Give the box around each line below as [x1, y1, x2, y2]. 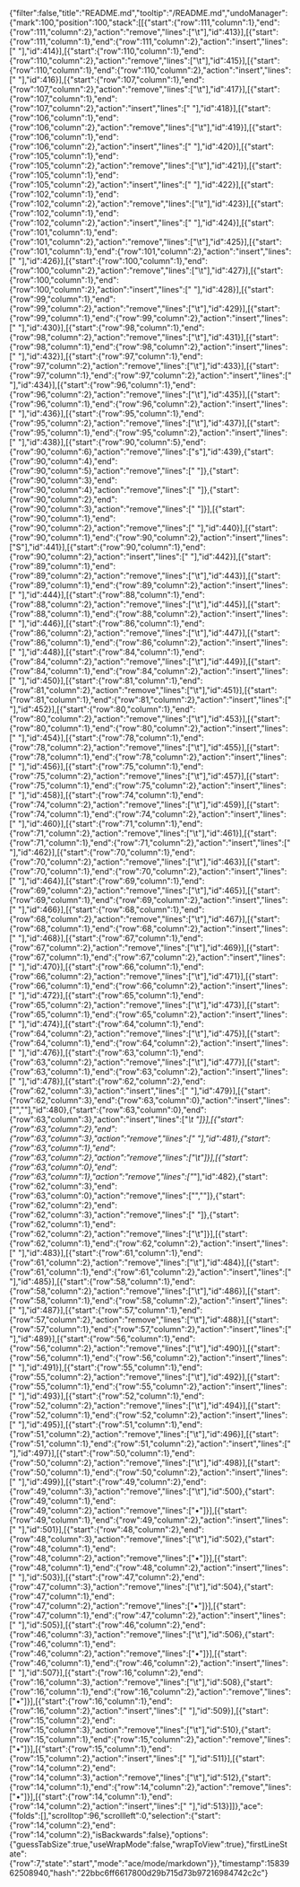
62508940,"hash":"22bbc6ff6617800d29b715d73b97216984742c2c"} [9, 1867, 269, 1878]
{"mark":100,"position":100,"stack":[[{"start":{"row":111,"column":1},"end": [9, 17, 280, 28]
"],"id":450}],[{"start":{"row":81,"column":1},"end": [17, 675, 203, 686]
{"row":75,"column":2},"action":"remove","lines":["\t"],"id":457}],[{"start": [9, 771, 279, 781]
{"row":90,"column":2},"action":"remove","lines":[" [9, 522, 195, 533]
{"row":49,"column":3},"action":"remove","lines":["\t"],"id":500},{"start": [9, 1486, 275, 1496]
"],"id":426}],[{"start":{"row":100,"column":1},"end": [17, 256, 209, 266]
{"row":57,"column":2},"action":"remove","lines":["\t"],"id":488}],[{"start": [9, 1314, 279, 1325]
